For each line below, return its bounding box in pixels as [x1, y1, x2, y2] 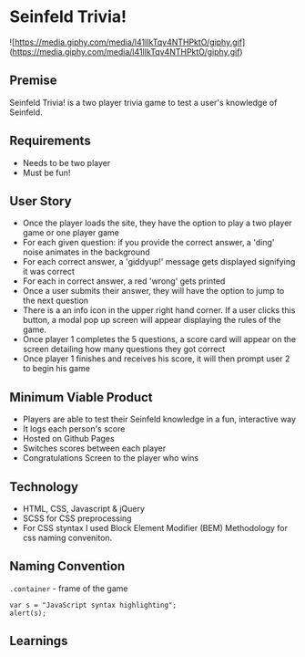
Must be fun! [22, 167, 71, 178]
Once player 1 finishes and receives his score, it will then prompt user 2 [22, 353, 290, 364]
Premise [9, 73, 57, 89]
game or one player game [22, 227, 120, 238]
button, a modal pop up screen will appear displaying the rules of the [22, 315, 281, 326]
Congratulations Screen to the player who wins [22, 453, 198, 464]
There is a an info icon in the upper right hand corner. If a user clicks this [22, 305, 296, 316]
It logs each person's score [22, 423, 126, 434]
